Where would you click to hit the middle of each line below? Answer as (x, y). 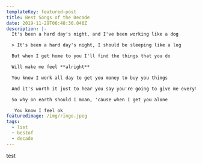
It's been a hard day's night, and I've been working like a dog (95, 34)
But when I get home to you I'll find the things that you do (91, 56)
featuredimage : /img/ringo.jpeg (47, 116)
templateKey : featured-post (41, 12)
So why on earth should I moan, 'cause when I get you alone (90, 99)
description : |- (26, 29)
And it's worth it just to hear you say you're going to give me (95, 89)
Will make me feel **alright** (51, 67)
